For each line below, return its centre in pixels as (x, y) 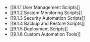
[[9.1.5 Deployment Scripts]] (39, 29)
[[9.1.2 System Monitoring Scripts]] (46, 13)
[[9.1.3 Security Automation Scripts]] (48, 18)
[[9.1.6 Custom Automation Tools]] (45, 34)
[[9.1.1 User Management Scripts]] (45, 7)
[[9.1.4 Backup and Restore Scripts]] (47, 23)
